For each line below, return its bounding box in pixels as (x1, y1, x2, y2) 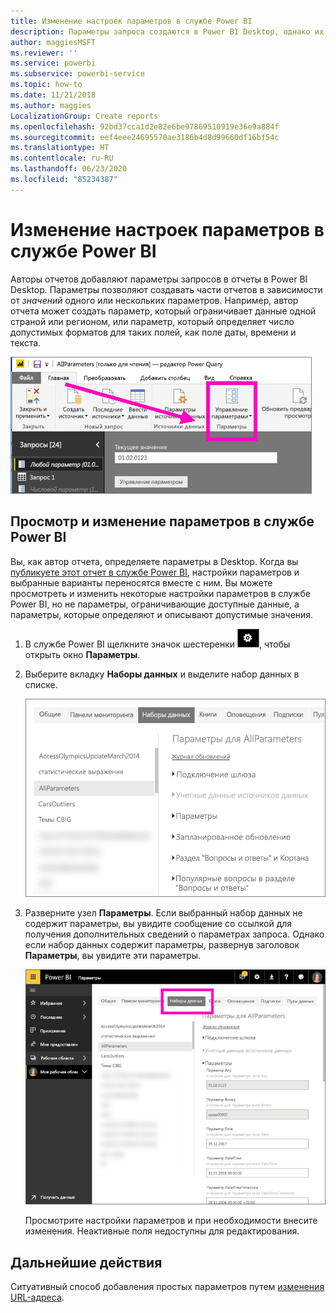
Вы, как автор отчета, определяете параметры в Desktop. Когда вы (10, 555, 299, 567)
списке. (24, 678, 58, 690)
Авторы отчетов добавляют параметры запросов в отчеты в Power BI (10, 273, 308, 285)
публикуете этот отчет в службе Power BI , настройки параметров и (10, 566, 300, 578)
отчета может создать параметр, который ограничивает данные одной (10, 305, 317, 317)
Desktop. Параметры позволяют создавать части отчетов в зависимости (10, 283, 323, 295)
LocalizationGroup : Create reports (10, 111, 159, 121)
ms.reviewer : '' (10, 48, 78, 58)
